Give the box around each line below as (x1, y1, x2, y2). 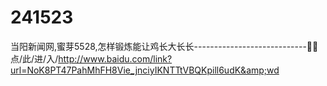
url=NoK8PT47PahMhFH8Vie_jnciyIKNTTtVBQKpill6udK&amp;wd (10, 64, 280, 76)
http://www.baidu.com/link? (58, 52, 173, 65)
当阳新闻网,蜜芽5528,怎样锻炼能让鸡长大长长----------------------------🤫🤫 (10, 40, 319, 52)
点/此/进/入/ (10, 52, 59, 65)
